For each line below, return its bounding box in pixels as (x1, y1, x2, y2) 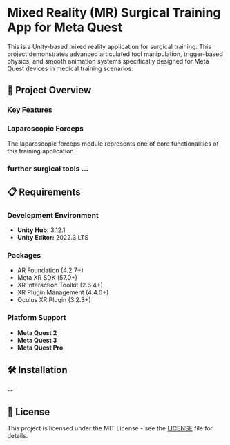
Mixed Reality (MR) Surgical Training (7, 5, 221, 21)
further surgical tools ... (7, 164, 88, 173)
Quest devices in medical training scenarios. (7, 64, 133, 73)
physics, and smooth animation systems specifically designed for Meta (7, 57, 209, 65)
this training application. (7, 146, 76, 155)
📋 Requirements (7, 186, 81, 198)
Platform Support (7, 313, 67, 323)
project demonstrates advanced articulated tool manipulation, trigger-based (7, 50, 223, 58)
